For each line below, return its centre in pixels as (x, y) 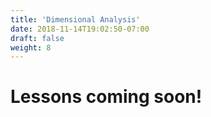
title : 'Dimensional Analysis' (75, 19)
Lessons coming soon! (106, 97)
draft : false (37, 38)
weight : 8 (31, 47)
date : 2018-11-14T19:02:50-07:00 (80, 29)
